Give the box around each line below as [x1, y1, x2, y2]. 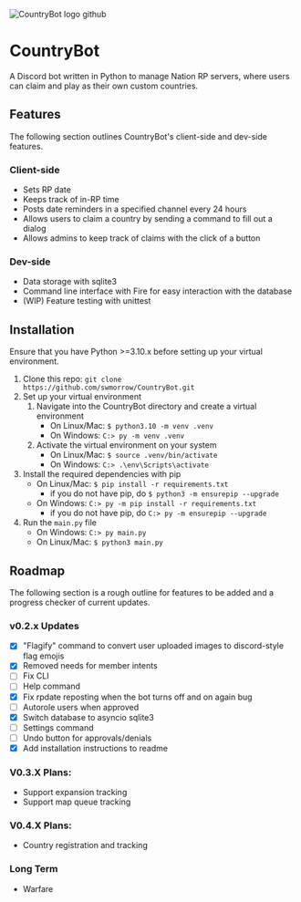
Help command [22, 680, 80, 692]
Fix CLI [22, 670, 49, 681]
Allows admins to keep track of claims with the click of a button [22, 233, 261, 244]
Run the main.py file [22, 517, 98, 528]
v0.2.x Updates [9, 619, 79, 632]
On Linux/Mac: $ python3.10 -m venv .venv [49, 420, 214, 431]
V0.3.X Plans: [9, 766, 72, 779]
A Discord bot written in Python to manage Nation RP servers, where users [9, 70, 290, 81]
